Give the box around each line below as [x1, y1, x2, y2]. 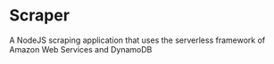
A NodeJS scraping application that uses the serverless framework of [9, 35, 266, 45]
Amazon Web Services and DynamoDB [9, 44, 153, 54]
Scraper [9, 5, 70, 26]
